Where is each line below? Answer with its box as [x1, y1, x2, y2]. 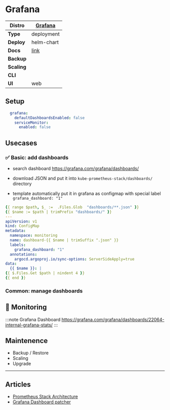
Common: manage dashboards [5, 287, 83, 294]
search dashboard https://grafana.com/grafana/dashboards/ [12, 165, 139, 171]
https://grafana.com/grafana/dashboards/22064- [61, 316, 164, 322]
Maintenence [5, 337, 48, 345]
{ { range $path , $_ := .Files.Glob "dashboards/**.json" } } [5, 204, 139, 210]
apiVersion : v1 [5, 219, 37, 224]
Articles [5, 380, 31, 389]
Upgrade [12, 361, 31, 367]
